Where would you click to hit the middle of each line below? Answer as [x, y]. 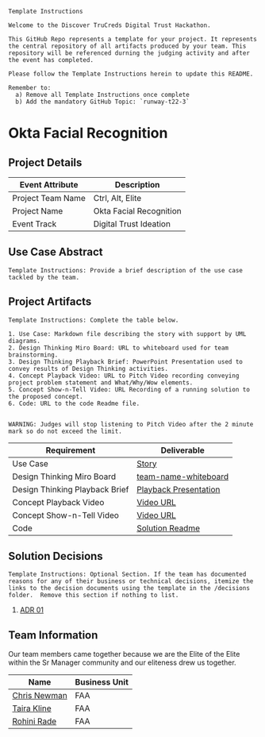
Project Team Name [49, 198]
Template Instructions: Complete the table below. [94, 320]
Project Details [45, 162]
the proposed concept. [46, 396]
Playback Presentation [178, 489]
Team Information [53, 635]
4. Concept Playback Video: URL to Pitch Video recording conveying [124, 376]
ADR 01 [32, 610]
